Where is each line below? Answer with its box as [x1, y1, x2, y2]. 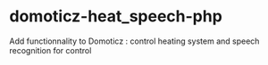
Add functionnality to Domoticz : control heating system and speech [9, 36, 260, 46]
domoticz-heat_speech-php [9, 6, 223, 27]
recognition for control [9, 45, 92, 55]
